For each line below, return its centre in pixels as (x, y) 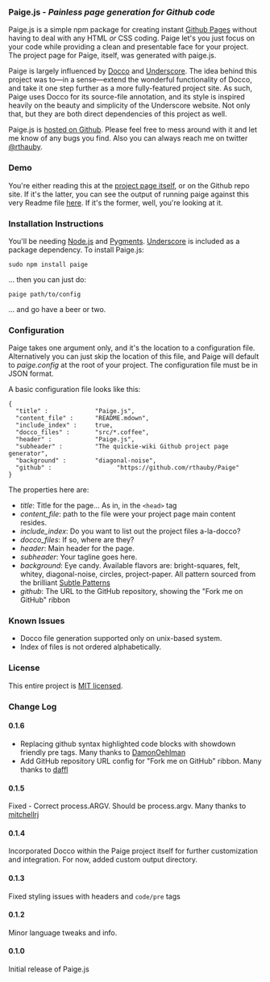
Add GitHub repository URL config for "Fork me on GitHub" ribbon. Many (141, 761)
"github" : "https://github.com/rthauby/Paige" (128, 468)
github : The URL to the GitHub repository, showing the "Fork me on (131, 592)
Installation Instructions (56, 223)
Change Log (33, 706)
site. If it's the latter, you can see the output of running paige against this (129, 194)
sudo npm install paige (48, 264)
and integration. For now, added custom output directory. (103, 860)
